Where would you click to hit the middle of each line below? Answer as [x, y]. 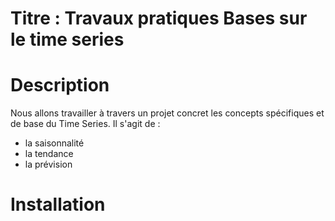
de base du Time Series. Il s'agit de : [85, 124]
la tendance [49, 154]
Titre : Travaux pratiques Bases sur [159, 18]
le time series [67, 39]
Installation [58, 204]
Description [60, 85]
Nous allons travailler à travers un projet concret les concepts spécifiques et [167, 113]
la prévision [48, 164]
